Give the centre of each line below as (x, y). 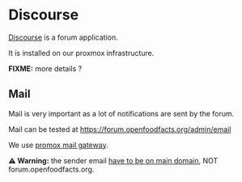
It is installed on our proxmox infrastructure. (81, 53)
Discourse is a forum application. (64, 37)
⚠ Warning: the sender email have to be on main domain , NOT (113, 160)
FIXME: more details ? (45, 68)
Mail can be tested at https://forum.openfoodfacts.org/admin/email (120, 129)
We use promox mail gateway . (58, 145)
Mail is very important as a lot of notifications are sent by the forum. (121, 113)
